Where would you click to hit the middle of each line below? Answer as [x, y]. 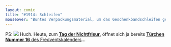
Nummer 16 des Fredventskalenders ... [45, 40]
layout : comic [20, 10]
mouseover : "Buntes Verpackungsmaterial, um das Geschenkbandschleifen [83, 19]
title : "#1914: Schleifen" [34, 15]
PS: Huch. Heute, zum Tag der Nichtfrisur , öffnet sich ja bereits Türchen [85, 34]
